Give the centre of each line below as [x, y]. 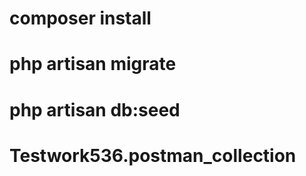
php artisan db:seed [95, 109]
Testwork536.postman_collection [153, 155]
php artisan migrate [93, 64]
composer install [80, 18]
